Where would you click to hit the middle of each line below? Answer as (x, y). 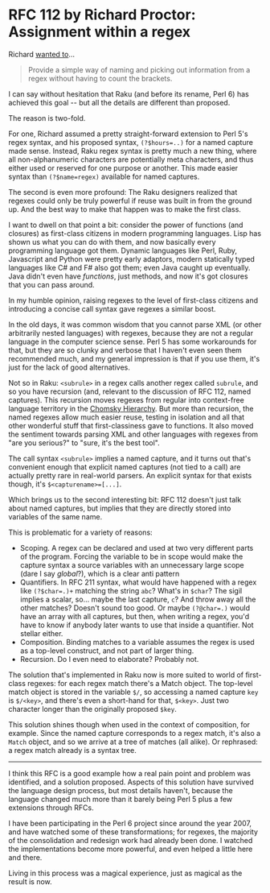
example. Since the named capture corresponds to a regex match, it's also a (135, 733)
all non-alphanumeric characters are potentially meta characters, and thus (131, 159)
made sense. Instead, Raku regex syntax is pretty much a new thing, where (133, 151)
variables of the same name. (55, 516)
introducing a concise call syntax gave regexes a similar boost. (112, 308)
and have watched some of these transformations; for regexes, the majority (133, 832)
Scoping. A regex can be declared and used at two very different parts (137, 548)
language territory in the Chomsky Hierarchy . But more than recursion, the (131, 408)
